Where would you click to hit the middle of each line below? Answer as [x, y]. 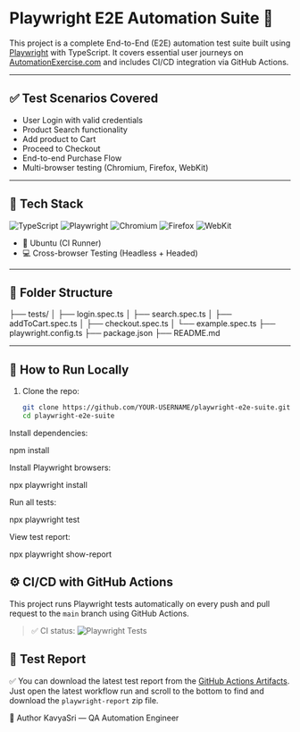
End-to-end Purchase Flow [72, 158]
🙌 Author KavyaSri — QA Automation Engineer [94, 718]
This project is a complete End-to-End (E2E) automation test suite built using [150, 43]
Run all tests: [33, 502]
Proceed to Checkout [61, 148]
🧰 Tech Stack [46, 204]
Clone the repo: [51, 391]
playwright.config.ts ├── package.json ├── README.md [115, 333]
